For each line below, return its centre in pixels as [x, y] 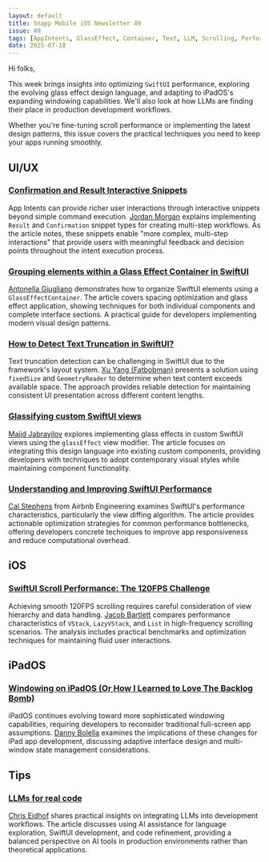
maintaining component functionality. [70, 468]
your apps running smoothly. [56, 142]
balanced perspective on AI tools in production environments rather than [128, 841]
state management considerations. [93, 750]
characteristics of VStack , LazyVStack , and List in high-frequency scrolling [131, 623]
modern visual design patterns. [60, 323]
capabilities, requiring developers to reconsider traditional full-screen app [130, 725]
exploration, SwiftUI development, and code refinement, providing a [120, 833]
